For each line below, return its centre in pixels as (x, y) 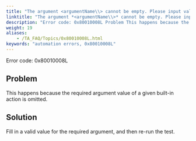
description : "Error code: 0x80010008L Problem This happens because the (98, 22)
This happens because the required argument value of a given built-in (90, 93)
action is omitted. (27, 99)
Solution (22, 117)
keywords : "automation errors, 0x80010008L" (61, 44)
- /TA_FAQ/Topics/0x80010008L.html (60, 38)
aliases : (17, 33)
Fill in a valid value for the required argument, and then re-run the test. (90, 131)
